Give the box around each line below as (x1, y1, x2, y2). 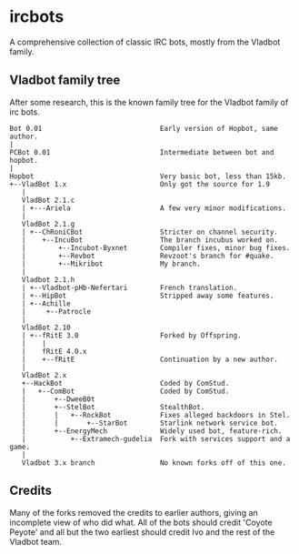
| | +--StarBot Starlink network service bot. (21, 418, 279, 428)
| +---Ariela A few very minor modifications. (21, 203, 286, 213)
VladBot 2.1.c (21, 196, 75, 205)
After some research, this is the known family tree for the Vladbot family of (9, 96, 289, 107)
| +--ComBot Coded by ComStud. (21, 387, 230, 396)
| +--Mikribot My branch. (21, 259, 202, 268)
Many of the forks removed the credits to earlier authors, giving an (9, 507, 259, 518)
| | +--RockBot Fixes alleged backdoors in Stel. (21, 410, 291, 419)
